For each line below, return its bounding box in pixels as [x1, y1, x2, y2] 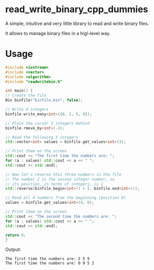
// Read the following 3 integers [5, 135, 79, 140]
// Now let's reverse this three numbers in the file [5, 172, 122, 177]
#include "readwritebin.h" [5, 79, 63, 84]
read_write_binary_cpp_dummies [5, 4, 148, 15]
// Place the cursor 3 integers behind [5, 121, 90, 126]
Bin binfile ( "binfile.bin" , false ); [5, 98, 83, 103]
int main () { [5, 88, 33, 94]
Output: [5, 247, 21, 253]
